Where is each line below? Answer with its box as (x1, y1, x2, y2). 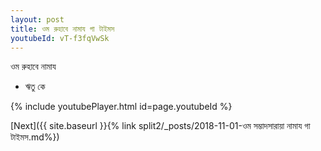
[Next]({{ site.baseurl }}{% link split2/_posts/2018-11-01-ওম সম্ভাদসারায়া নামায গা (10, 120, 311, 132)
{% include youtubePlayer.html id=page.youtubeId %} (10, 101, 233, 113)
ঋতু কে (24, 81, 46, 93)
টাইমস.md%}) (10, 131, 60, 143)
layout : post (10, 14, 65, 25)
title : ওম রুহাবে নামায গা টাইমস (10, 24, 115, 34)
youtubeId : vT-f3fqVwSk (10, 33, 110, 43)
